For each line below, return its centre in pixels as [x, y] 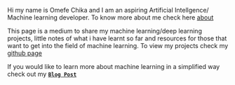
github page [25, 53]
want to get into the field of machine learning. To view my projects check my [118, 46]
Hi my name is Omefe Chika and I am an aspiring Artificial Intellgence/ [108, 10]
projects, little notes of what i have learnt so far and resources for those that [117, 38]
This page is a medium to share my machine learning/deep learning [105, 31]
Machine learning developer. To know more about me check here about [110, 17]
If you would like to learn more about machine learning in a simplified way [114, 67]
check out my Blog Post [42, 74]
